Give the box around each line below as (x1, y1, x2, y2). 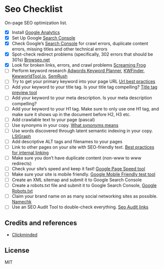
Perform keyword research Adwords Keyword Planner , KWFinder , (11, 68, 145, 74)
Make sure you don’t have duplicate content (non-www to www (11, 154, 142, 161)
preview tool (11, 90, 38, 96)
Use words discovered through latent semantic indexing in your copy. (11, 127, 153, 134)
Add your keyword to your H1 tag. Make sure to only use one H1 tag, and (11, 106, 159, 112)
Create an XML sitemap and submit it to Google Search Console (11, 177, 142, 183)
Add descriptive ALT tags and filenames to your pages (11, 138, 123, 144)
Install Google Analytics (11, 29, 60, 35)
